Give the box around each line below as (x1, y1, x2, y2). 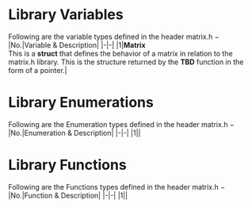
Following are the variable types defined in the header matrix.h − (8, 32, 220, 41)
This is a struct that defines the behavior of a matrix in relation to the (8, 48, 233, 58)
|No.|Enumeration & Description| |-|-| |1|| (8, 128, 141, 137)
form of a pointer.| (8, 65, 67, 75)
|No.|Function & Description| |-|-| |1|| (8, 191, 128, 200)
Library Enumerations (8, 94, 155, 112)
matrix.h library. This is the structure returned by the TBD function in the (8, 57, 244, 67)
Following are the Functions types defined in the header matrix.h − (8, 182, 226, 191)
